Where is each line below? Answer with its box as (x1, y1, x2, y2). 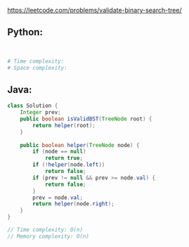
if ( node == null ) (32, 148, 86, 156)
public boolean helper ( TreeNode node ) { (20, 141, 140, 148)
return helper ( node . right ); (32, 201, 115, 208)
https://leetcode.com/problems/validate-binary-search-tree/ (7, 6, 182, 14)
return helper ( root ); (32, 122, 96, 129)
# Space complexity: (7, 64, 68, 71)
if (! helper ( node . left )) (32, 161, 105, 168)
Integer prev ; (20, 109, 61, 116)
